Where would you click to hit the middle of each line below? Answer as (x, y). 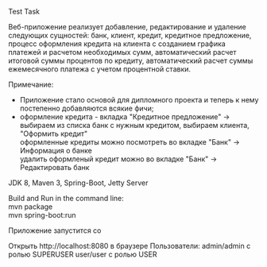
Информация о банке (56, 151)
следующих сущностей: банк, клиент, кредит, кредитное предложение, (130, 35)
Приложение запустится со (55, 230)
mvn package (31, 207)
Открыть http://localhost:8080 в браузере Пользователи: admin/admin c (130, 246)
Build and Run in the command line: (66, 198)
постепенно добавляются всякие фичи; (87, 108)
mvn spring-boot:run (42, 215)
